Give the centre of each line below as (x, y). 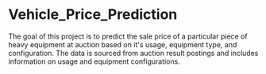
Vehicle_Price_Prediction (93, 15)
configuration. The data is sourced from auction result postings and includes (133, 53)
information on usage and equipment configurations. (94, 61)
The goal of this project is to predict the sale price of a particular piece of (128, 36)
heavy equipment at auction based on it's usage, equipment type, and (123, 44)
